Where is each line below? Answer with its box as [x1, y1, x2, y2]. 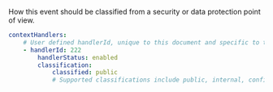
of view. [8, 15, 35, 25]
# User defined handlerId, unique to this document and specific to [23, 38, 260, 47]
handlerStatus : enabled [37, 53, 118, 61]
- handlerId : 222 [23, 46, 82, 54]
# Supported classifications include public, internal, [51, 76, 245, 84]
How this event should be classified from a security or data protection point [8, 7, 262, 16]
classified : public [51, 69, 118, 77]
